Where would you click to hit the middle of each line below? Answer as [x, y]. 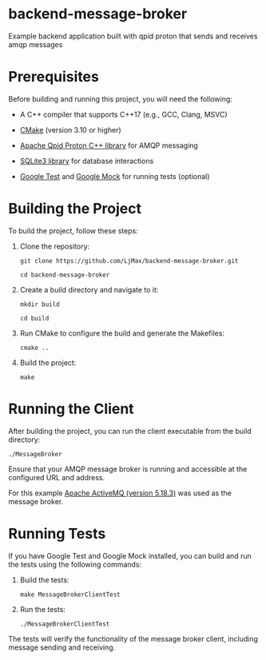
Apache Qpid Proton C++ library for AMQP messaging [109, 145]
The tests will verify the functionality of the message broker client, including [133, 638]
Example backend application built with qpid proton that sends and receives [133, 36]
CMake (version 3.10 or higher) [70, 129]
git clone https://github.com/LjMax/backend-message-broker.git [129, 260]
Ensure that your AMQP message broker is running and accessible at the [128, 469]
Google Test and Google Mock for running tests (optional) [115, 176]
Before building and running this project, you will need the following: [121, 99]
